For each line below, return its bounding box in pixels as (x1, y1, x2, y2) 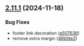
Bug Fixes (5, 19, 30, 26)
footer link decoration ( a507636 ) (12, 30, 80, 36)
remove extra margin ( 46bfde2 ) (12, 35, 77, 41)
